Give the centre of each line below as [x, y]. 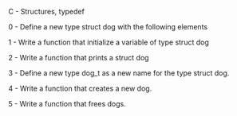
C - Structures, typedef [47, 12]
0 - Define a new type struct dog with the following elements [108, 27]
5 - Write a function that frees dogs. [67, 104]
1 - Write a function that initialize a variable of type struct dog [109, 42]
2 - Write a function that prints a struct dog [79, 58]
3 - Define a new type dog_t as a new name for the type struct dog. [119, 73]
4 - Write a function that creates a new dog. [80, 88]
